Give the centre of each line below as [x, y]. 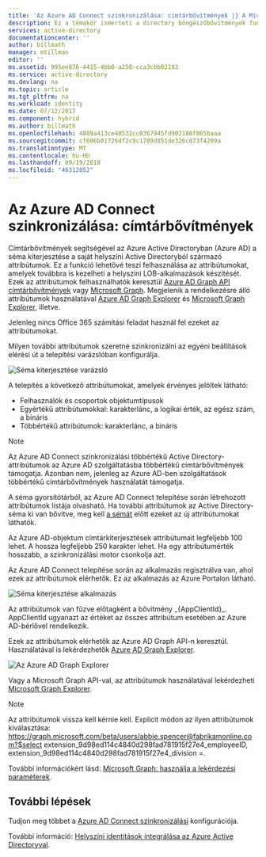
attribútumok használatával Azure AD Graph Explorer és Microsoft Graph [127, 299]
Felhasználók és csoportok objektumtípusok [91, 400]
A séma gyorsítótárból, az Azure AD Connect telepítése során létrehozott [127, 497]
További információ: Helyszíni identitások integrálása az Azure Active [121, 836]
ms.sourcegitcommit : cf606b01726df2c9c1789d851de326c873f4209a [115, 141]
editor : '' [26, 60]
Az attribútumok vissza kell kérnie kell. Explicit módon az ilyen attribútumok [131, 719]
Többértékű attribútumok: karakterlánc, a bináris [99, 425]
